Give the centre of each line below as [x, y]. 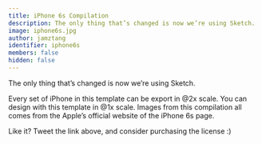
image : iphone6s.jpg [43, 30]
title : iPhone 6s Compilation [59, 16]
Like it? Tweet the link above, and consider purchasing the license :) [120, 131]
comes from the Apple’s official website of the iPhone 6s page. [111, 115]
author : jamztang [37, 38]
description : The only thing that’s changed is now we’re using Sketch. [132, 23]
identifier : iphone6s [44, 46]
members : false [34, 53]
